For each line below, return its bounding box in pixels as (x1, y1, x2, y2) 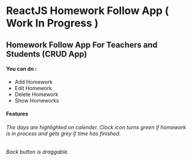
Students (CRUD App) (6, 49, 87, 59)
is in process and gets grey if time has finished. (6, 130, 121, 137)
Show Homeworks (14, 97, 59, 104)
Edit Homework (14, 84, 52, 91)
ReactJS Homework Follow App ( (6, 4, 169, 18)
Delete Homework (14, 91, 59, 98)
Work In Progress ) (6, 16, 99, 30)
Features (6, 110, 28, 118)
